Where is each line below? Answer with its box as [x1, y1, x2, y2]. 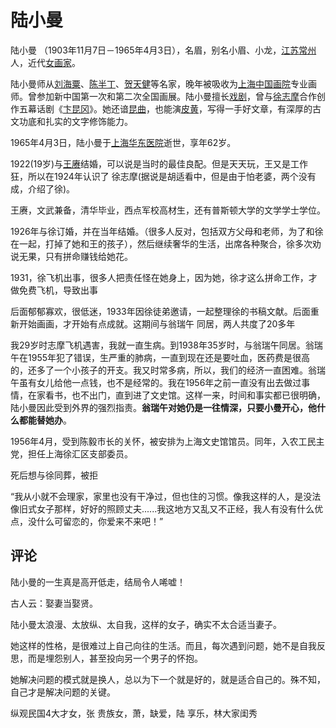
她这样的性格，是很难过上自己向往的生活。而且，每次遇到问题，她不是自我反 [10, 639, 326, 651]
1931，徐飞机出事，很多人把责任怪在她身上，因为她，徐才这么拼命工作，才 [10, 271, 318, 283]
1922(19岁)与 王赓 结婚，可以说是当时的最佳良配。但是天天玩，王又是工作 [10, 157, 309, 170]
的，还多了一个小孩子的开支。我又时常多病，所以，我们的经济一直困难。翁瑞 [10, 364, 326, 376]
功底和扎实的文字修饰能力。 [18, 115, 133, 127]
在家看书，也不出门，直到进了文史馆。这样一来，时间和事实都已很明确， [27, 389, 326, 401]
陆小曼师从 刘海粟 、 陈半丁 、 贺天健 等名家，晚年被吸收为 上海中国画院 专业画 [10, 77, 317, 90]
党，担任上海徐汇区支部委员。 [10, 447, 133, 460]
